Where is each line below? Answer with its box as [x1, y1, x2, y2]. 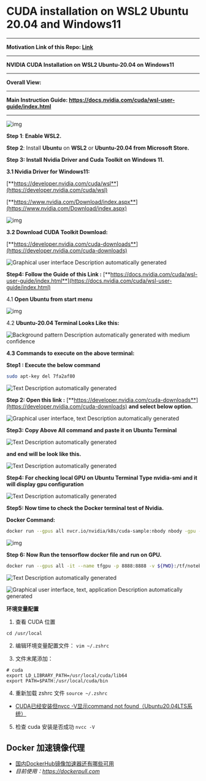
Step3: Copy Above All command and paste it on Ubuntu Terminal [6, 426, 177, 433]
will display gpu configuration [6, 480, 84, 488]
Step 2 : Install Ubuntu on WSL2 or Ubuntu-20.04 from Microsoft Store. [6, 144, 189, 151]
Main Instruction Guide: [6, 96, 68, 104]
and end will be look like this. [6, 450, 82, 457]
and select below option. [128, 403, 193, 410]
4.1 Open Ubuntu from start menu [6, 295, 93, 303]
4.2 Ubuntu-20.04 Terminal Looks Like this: [6, 319, 120, 326]
